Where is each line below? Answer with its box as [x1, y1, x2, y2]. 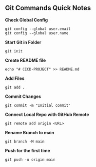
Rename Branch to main [5, 129, 55, 135]
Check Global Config [5, 17, 48, 23]
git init [5, 48, 23, 53]
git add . [5, 85, 25, 90]
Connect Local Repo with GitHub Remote [5, 111, 89, 117]
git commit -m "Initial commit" [5, 103, 71, 108]
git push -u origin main [5, 157, 56, 162]
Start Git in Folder [5, 39, 41, 45]
